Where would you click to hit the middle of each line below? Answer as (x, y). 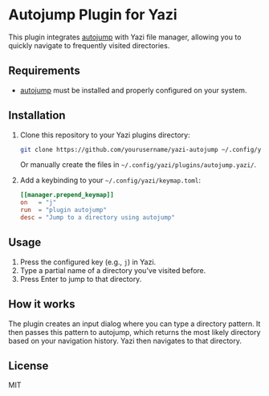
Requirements (44, 71)
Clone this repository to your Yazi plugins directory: (105, 135)
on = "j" (38, 202)
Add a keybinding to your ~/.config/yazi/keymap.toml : (110, 180)
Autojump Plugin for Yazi (93, 15)
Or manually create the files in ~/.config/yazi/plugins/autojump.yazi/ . (138, 165)
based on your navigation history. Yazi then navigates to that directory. (125, 341)
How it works (42, 304)
